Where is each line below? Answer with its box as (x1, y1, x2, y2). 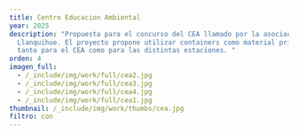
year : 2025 (9, 21, 50, 30)
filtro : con (9, 112, 53, 121)
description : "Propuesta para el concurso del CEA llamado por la (9, 29, 260, 38)
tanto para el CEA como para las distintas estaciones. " (17, 46, 237, 55)
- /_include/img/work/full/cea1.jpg (17, 95, 153, 105)
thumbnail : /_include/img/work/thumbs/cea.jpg (9, 104, 184, 113)
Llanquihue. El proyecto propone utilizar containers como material (17, 37, 276, 47)
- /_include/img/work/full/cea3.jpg (17, 79, 153, 88)
